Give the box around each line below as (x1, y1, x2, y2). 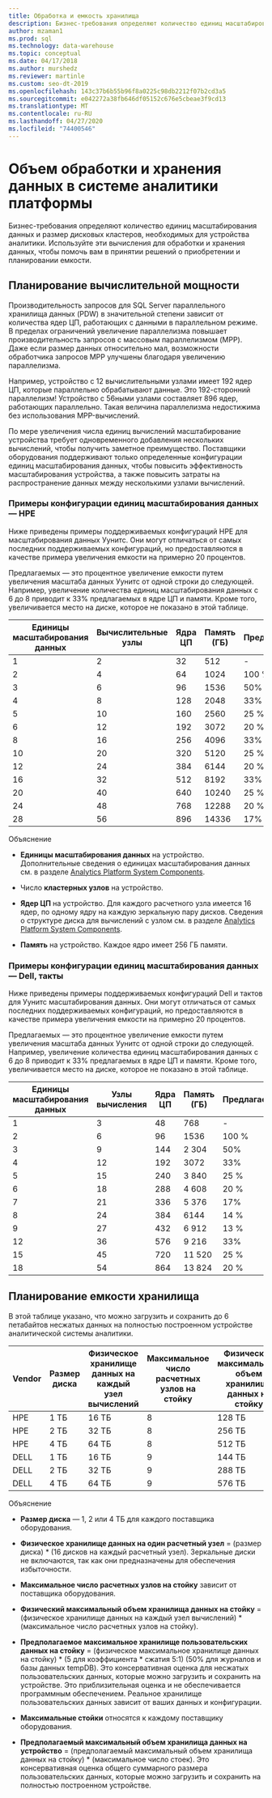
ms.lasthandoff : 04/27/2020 (8, 117, 104, 125)
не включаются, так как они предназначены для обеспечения (19, 1555, 236, 1565)
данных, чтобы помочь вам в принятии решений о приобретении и (8, 246, 240, 256)
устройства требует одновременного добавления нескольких (8, 435, 224, 444)
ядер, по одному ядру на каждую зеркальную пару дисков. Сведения (19, 907, 263, 916)
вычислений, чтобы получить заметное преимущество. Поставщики (8, 443, 246, 453)
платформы (8, 193, 93, 212)
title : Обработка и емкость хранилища (8, 11, 139, 20)
